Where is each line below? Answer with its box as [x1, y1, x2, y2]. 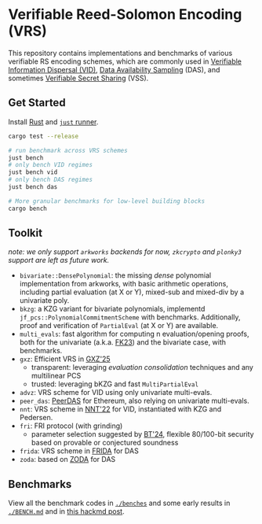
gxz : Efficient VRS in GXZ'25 [19, 354, 111, 363]
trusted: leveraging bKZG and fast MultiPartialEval [31, 379, 198, 389]
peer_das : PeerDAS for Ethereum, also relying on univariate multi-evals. [19, 396, 249, 406]
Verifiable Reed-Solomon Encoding [8, 6, 242, 24]
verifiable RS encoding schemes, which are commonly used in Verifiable [8, 57, 242, 66]
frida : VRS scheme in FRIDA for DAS [19, 446, 139, 456]
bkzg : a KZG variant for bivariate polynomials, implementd [19, 304, 206, 314]
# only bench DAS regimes [8, 175, 93, 184]
